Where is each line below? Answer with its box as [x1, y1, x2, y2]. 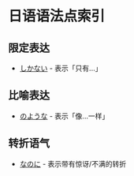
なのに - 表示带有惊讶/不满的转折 [19, 159, 127, 168]
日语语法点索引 [8, 7, 106, 25]
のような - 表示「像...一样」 [19, 111, 110, 121]
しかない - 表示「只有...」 [19, 64, 102, 73]
